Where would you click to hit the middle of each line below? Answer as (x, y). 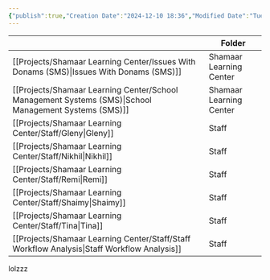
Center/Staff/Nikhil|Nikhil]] (62, 156)
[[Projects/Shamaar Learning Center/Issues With (104, 61)
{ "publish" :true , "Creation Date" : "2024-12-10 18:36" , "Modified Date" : (129, 16)
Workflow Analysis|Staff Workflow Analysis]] (97, 249)
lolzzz (18, 268)
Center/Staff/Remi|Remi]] (60, 179)
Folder (233, 43)
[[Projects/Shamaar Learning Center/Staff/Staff (102, 238)
